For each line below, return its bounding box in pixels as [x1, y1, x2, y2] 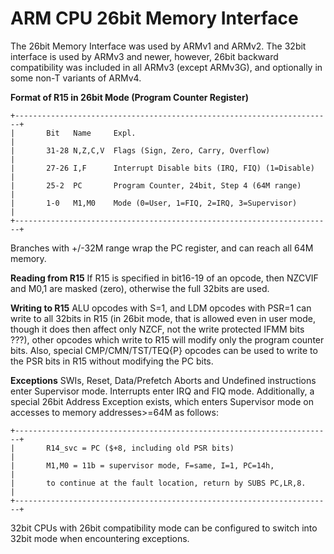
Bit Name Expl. [46, 128, 137, 138]
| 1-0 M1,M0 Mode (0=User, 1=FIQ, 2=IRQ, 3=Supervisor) [10, 198, 298, 208]
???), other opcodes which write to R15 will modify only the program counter [10, 333, 325, 346]
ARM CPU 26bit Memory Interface [10, 7, 299, 30]
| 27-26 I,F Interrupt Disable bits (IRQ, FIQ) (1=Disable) [10, 163, 315, 173]
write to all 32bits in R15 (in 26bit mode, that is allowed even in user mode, [10, 312, 316, 324]
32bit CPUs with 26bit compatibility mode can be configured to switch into [10, 522, 318, 534]
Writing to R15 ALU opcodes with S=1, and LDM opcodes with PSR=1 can [10, 302, 312, 314]
